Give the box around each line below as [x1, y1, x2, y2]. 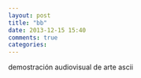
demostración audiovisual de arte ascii [8, 62, 134, 72]
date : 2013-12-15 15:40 [8, 26, 87, 34]
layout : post [8, 11, 51, 20]
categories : [8, 41, 47, 49]
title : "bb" [8, 19, 47, 27]
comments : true [8, 33, 58, 42]
